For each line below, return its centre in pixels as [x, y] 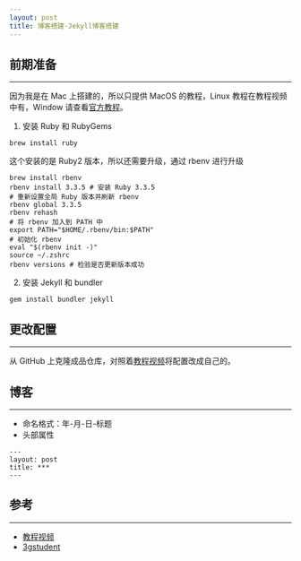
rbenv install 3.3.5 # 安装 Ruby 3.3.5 [82, 188]
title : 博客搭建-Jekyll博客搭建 [64, 26]
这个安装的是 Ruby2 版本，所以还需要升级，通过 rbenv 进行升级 [126, 161]
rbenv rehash [34, 213]
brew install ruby [43, 143]
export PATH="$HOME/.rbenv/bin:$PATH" [82, 230]
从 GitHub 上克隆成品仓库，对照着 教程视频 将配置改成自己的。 [122, 361]
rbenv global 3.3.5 [46, 205]
